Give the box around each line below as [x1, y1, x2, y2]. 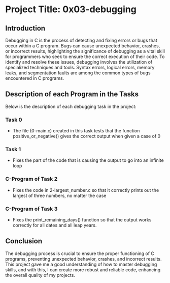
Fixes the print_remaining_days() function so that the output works [12, 217, 152, 222]
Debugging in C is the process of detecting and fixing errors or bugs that [5, 37, 157, 43]
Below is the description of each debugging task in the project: [5, 103, 137, 109]
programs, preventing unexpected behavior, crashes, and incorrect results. [5, 256, 162, 262]
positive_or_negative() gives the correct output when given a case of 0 [12, 133, 161, 139]
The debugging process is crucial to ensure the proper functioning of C [5, 250, 155, 257]
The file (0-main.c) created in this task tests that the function [12, 128, 140, 134]
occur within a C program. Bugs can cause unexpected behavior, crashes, [5, 43, 160, 49]
